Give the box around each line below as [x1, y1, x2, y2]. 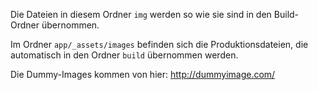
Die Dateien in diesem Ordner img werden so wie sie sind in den [10, 9, 272, 20]
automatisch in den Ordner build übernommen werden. [10, 49, 239, 61]
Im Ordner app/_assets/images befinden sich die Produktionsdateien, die [10, 39, 309, 50]
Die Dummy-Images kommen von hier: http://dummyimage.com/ [10, 69, 276, 80]
